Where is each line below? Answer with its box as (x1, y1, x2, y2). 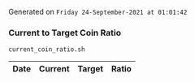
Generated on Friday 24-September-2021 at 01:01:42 (8, 7, 188, 16)
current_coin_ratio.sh (8, 45, 85, 54)
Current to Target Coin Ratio (8, 27, 122, 38)
